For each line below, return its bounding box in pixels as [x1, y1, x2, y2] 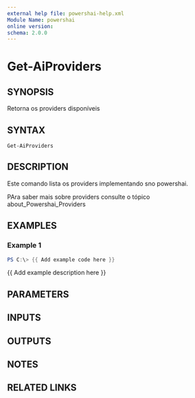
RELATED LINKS [7, 382, 77, 394]
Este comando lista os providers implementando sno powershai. [7, 179, 189, 188]
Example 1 [7, 241, 42, 250]
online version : [7, 23, 54, 30]
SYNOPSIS [7, 86, 54, 98]
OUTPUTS [7, 335, 51, 347]
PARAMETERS [7, 288, 69, 300]
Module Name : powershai [7, 16, 76, 23]
